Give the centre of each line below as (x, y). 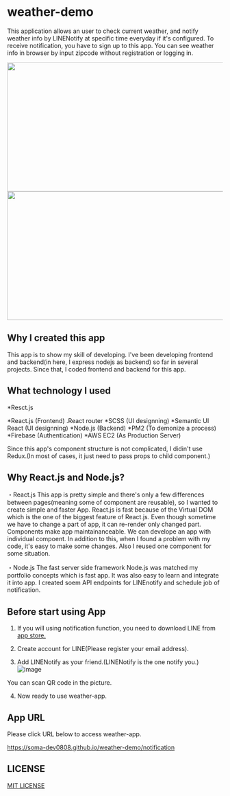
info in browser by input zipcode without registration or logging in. (100, 53)
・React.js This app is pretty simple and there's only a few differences (106, 494)
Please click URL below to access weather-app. (74, 734)
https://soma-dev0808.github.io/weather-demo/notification (91, 747)
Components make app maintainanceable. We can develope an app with (109, 532)
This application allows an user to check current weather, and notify (103, 31)
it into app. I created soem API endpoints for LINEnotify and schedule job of (114, 583)
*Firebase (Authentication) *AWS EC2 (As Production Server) (94, 435)
